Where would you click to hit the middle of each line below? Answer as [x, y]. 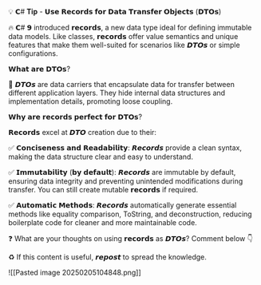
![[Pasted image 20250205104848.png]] [75, 272]
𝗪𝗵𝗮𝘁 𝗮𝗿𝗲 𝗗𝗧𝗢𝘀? [39, 69]
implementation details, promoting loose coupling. [91, 101]
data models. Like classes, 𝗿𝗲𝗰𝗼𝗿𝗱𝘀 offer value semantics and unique [123, 36]
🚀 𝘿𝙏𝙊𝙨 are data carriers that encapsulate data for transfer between [122, 84]
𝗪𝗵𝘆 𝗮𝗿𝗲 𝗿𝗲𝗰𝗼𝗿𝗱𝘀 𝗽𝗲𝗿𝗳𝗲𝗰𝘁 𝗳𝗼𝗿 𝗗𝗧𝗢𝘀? [75, 117]
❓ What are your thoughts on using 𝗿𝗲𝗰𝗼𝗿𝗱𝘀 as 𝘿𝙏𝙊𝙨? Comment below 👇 [130, 238]
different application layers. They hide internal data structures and [117, 93]
